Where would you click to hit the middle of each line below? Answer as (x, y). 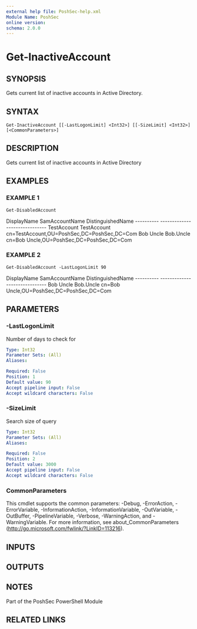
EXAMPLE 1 (23, 198)
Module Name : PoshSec (33, 17)
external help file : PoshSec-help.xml (54, 11)
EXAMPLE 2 (24, 255)
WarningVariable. (27, 522)
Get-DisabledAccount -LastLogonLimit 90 (56, 267)
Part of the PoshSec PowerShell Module (54, 601)
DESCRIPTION (32, 148)
